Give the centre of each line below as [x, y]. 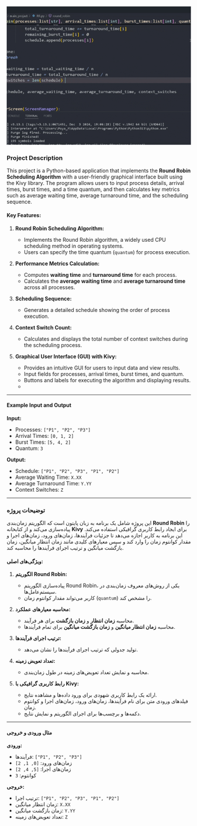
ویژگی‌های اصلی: [25, 561]
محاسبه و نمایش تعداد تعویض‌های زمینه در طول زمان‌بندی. [86, 672]
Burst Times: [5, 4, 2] [43, 442]
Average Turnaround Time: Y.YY [53, 483]
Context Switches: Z [39, 489]
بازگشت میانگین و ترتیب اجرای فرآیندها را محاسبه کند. [65, 548]
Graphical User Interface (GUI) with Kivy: [66, 356]
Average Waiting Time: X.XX [48, 477]
